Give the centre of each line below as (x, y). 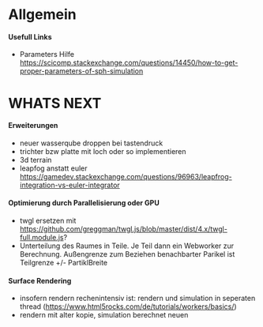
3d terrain (36, 160)
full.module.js (41, 237)
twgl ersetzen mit (48, 220)
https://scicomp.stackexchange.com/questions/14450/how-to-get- (129, 63)
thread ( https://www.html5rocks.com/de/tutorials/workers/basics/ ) (128, 306)
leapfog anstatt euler (54, 168)
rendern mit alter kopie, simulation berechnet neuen (104, 315)
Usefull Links (30, 36)
